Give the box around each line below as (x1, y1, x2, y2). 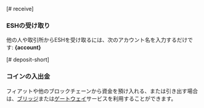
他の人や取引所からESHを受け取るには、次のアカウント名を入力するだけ (6, 36, 188, 44)
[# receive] (6, 5, 34, 12)
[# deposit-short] (6, 56, 50, 63)
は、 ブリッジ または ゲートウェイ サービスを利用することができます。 (6, 95, 177, 102)
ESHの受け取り (6, 21, 51, 30)
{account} (14, 44, 41, 51)
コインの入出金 (6, 72, 51, 81)
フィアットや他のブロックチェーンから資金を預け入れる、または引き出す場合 (6, 87, 199, 95)
